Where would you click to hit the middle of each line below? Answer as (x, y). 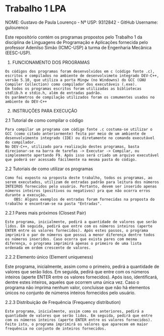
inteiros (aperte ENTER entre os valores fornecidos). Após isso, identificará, (82, 277)
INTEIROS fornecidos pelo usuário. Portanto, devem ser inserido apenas (81, 186)
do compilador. (21, 142)
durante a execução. (26, 195)
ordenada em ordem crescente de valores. (48, 248)
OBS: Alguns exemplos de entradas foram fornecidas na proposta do (84, 199)
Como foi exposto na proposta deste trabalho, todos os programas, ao (79, 178)
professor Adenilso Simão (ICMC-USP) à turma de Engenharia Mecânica (78, 47)
